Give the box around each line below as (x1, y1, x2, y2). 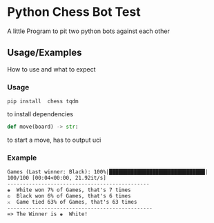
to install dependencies (7, 110, 74, 118)
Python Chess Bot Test (7, 4, 141, 20)
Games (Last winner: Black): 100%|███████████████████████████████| (7, 169, 208, 176)
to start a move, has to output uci (7, 136, 101, 144)
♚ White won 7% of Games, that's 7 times (7, 187, 131, 193)
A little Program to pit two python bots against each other (7, 27, 171, 35)
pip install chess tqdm (7, 98, 79, 105)
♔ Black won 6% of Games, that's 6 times (7, 193, 131, 200)
